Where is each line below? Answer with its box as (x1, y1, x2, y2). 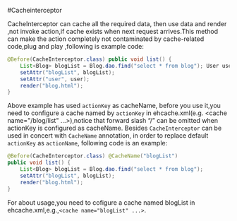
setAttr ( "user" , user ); (20, 76, 90, 83)
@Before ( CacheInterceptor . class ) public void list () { (7, 56, 172, 63)
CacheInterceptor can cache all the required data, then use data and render (7, 20, 227, 28)
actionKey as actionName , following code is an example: (7, 139, 168, 148)
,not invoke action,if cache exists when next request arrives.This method (7, 28, 219, 35)
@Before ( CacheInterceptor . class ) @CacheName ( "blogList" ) (7, 153, 178, 160)
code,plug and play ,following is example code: (7, 42, 145, 50)
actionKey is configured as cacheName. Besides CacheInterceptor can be (7, 124, 222, 133)
